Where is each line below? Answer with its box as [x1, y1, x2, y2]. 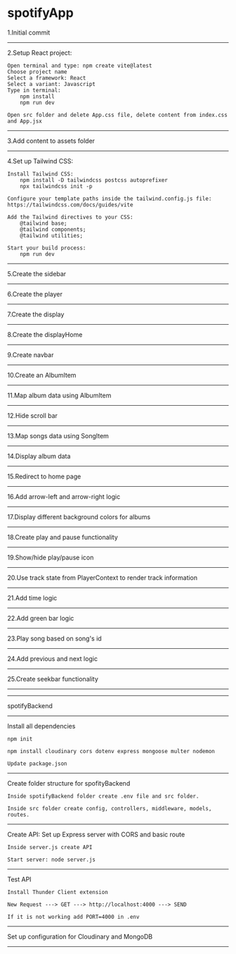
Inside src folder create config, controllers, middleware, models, [7, 805, 212, 812]
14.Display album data [7, 452, 71, 460]
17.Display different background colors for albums [7, 512, 151, 521]
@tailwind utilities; [20, 232, 83, 239]
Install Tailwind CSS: [7, 171, 74, 178]
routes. [7, 811, 30, 818]
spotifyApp [7, 5, 74, 21]
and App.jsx [7, 118, 42, 125]
